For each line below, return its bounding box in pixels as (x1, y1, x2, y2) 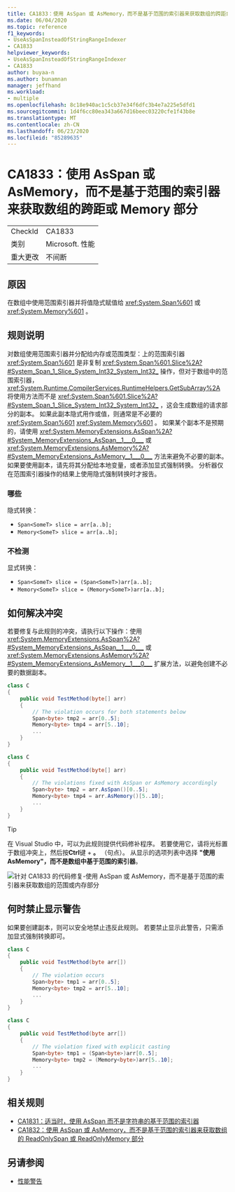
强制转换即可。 (25, 932, 69, 940)
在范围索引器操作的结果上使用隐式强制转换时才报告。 (7, 469, 161, 478)
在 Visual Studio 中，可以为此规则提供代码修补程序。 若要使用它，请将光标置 (7, 839, 228, 848)
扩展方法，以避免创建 (153, 660, 215, 668)
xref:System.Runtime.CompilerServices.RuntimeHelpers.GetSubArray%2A (7, 384, 220, 392)
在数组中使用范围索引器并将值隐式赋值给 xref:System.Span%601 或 (7, 299, 201, 306)
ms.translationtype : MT (7, 114, 77, 121)
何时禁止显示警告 (7, 903, 81, 915)
